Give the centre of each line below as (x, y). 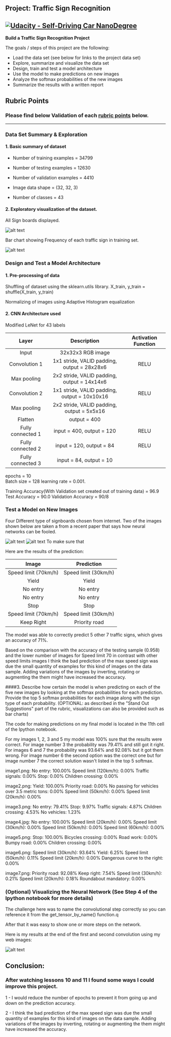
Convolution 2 (26, 393)
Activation (145, 337)
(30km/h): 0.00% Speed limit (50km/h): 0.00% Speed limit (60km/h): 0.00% (85, 827)
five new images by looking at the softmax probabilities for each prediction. (84, 692)
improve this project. (32, 987)
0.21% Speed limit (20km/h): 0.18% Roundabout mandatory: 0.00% (76, 879)
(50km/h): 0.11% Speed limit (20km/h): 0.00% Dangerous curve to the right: (84, 858)
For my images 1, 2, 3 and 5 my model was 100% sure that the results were (84, 739)
